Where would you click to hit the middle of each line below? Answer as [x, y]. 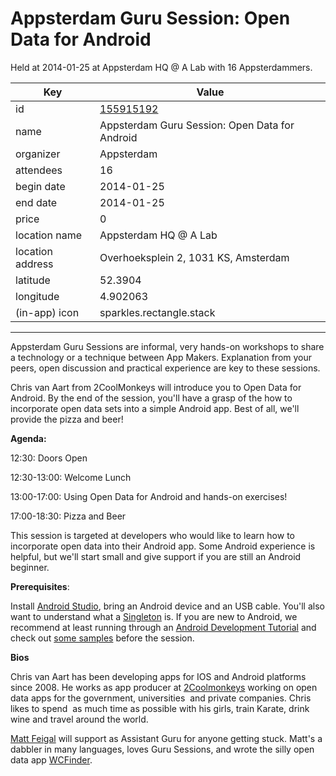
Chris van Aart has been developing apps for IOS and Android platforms [158, 676]
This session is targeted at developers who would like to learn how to [152, 535]
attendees [39, 170]
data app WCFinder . [51, 759]
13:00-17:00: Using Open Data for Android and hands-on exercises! [149, 496]
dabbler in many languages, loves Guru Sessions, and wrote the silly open [162, 749]
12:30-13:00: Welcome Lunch [71, 477]
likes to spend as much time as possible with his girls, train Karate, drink [160, 708]
